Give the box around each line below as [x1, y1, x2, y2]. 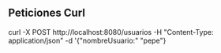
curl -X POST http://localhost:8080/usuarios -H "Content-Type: [8, 27, 215, 36]
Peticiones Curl [8, 6, 85, 20]
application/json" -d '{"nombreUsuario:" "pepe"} [8, 36, 167, 45]
